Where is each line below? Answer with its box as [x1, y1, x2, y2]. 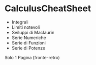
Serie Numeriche [11, 35, 46, 41]
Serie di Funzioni [11, 40, 46, 45]
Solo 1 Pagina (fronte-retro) [4, 54, 60, 60]
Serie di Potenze [11, 45, 45, 51]
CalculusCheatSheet [4, 3, 92, 14]
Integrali [11, 19, 29, 25]
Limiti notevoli [11, 24, 40, 30]
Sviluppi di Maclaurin [11, 29, 55, 35]
